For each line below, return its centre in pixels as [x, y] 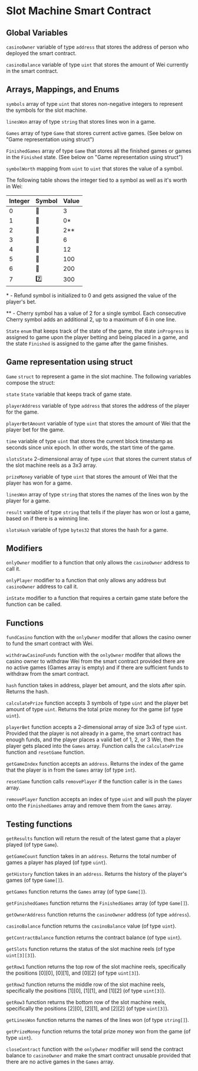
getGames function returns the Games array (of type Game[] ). [77, 892]
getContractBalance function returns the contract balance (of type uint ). [94, 938]
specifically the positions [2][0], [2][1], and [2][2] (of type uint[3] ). [88, 1009]
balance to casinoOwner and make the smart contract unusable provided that [98, 1056]
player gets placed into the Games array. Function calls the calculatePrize [95, 746]
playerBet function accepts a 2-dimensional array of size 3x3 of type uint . [97, 727]
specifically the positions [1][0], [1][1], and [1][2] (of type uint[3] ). [86, 991]
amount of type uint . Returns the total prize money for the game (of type [95, 709]
